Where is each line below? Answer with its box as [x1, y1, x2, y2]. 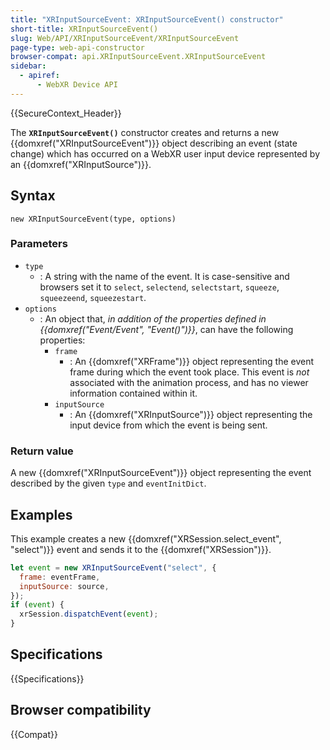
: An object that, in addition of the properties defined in [39, 312, 267, 325]
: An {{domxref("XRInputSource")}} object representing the [69, 408, 313, 420]
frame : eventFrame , [19, 572, 101, 582]
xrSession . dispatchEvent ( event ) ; [19, 609, 159, 620]
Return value [10, 444, 74, 458]
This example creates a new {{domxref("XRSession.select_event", [10, 532, 282, 545]
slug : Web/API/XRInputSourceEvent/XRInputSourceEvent [10, 33, 240, 43]
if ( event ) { [10, 600, 65, 610]
